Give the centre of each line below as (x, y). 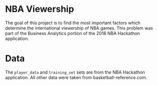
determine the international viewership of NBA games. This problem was (79, 28)
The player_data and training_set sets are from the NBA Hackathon (75, 72)
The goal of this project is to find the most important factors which (73, 23)
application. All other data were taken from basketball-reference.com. (76, 77)
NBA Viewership (40, 9)
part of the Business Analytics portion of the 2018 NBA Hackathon (73, 33)
